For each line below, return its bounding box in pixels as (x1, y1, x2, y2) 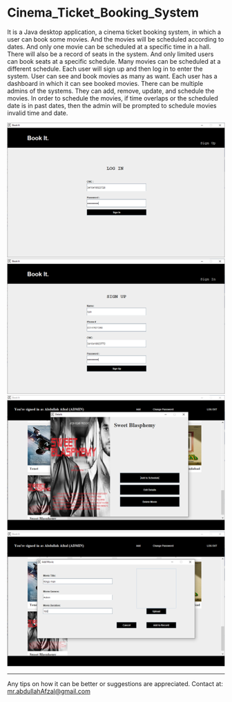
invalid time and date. (7, 109, 68, 117)
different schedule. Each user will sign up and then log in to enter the (7, 64, 204, 73)
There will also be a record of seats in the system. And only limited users (7, 50, 214, 58)
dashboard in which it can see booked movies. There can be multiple (7, 79, 204, 87)
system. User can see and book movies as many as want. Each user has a (7, 71, 217, 80)
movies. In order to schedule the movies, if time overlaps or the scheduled (7, 94, 219, 102)
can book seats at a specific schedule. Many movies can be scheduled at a (7, 57, 221, 65)
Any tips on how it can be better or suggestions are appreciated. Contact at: (7, 680, 223, 688)
